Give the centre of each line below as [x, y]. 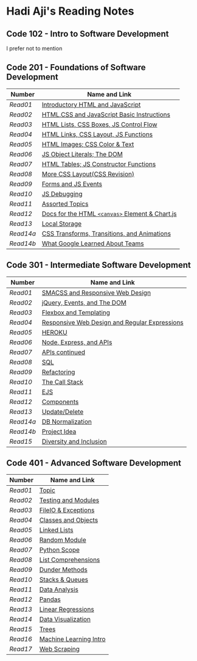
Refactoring [58, 372]
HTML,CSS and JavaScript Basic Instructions [106, 114]
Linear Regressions [67, 610]
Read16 [21, 639]
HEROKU [55, 332]
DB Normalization [67, 421]
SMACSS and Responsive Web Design [96, 292]
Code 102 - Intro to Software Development [88, 34]
